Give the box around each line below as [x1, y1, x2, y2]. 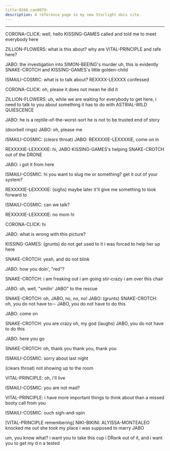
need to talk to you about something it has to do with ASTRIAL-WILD [5, 101, 148, 107]
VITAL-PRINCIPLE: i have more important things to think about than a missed [5, 394, 164, 400]
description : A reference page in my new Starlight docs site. [5, 12, 142, 17]
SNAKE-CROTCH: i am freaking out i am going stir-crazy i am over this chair [5, 276, 163, 282]
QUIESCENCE [5, 107, 34, 113]
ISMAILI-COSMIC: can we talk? [5, 201, 70, 208]
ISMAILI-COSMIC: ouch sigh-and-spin [5, 409, 85, 416]
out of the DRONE [5, 152, 42, 158]
